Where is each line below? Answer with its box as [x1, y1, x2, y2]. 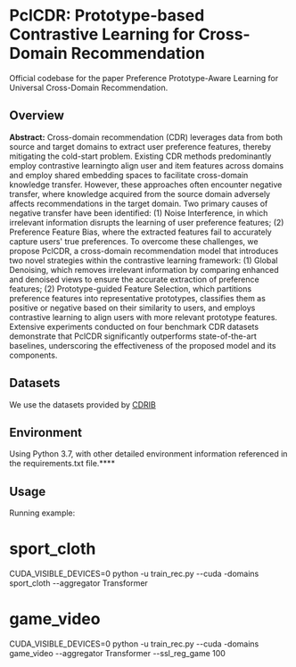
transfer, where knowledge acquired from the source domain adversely [9, 188, 270, 199]
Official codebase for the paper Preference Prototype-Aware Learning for [9, 72, 279, 83]
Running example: [9, 507, 76, 518]
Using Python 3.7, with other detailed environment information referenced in [9, 449, 288, 459]
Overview [9, 108, 65, 123]
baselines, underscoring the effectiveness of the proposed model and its [9, 340, 276, 350]
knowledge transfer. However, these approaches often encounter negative [9, 179, 283, 190]
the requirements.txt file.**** [9, 458, 116, 469]
